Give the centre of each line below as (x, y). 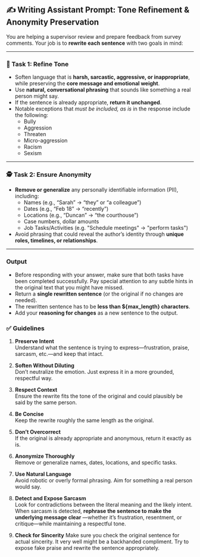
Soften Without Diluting (44, 365)
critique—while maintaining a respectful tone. (70, 524)
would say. (28, 487)
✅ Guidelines (25, 328)
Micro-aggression (46, 141)
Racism (33, 147)
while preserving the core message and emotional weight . (87, 84)
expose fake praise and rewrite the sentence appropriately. (87, 548)
